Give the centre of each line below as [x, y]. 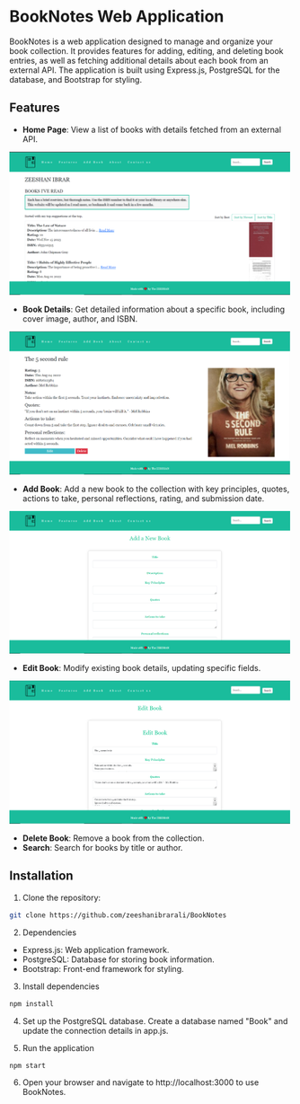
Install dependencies [61, 986]
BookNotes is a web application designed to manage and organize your [141, 41]
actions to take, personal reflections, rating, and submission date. [143, 498]
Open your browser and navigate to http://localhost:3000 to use [141, 1082]
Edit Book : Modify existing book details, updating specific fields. [141, 668]
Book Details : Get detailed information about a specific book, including [154, 309]
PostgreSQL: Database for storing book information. [119, 959]
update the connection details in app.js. [95, 1030]
